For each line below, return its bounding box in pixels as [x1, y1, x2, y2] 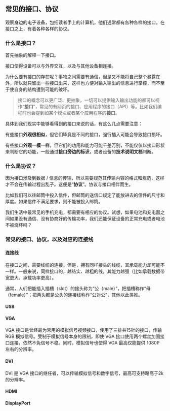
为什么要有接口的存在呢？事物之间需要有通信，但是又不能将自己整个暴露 [5, 74, 156, 80]
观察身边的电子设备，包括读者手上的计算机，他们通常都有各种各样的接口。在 [5, 19, 165, 25]
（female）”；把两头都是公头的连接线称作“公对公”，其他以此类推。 [5, 292, 143, 298]
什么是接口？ [5, 40, 37, 47]
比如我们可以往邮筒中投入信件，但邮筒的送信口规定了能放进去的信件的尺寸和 [5, 192, 165, 198]
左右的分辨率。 [5, 346, 36, 352]
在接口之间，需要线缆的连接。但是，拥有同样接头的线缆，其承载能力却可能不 [5, 262, 165, 268]
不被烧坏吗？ [5, 222, 32, 228]
